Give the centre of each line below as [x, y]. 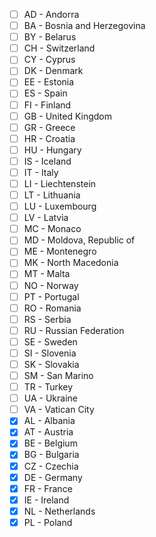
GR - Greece [49, 127]
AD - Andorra [51, 14]
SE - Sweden [50, 341]
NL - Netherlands [59, 511]
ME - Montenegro [60, 251]
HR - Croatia [49, 138]
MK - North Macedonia [71, 263]
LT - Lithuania [52, 195]
